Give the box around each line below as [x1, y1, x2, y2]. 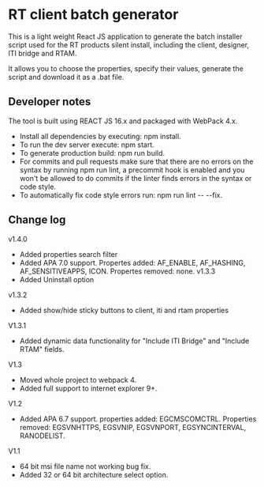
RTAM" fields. [19, 344, 65, 353]
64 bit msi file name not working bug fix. [19, 461, 151, 471]
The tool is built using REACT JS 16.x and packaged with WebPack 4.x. [8, 116, 238, 126]
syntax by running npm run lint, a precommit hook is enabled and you [19, 164, 245, 175]
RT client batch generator [8, 6, 179, 24]
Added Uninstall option [19, 274, 95, 284]
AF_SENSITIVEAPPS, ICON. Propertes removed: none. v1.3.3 [19, 266, 216, 276]
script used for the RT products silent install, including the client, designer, [8, 40, 250, 49]
